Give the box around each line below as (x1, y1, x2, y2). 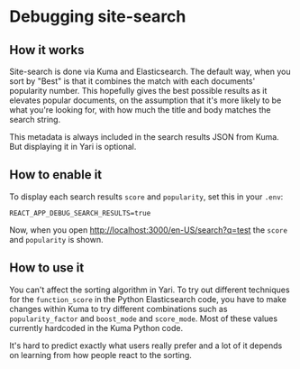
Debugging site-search (9, 6, 186, 27)
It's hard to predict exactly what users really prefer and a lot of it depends (9, 340, 283, 351)
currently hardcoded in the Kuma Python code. (9, 322, 183, 333)
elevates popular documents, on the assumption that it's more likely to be (9, 95, 282, 106)
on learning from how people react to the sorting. (9, 349, 192, 360)
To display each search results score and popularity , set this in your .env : (9, 191, 284, 202)
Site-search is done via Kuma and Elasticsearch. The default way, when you (9, 66, 291, 77)
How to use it (9, 260, 85, 276)
